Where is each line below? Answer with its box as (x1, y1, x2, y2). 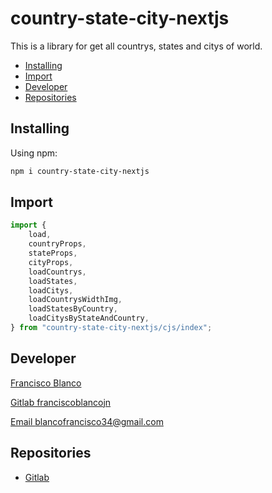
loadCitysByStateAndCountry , (28, 313, 150, 324)
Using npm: (10, 147, 58, 159)
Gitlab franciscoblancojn (10, 396, 112, 408)
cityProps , (28, 257, 74, 267)
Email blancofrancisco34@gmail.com (10, 415, 164, 427)
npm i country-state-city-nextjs (10, 166, 150, 176)
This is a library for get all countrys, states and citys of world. (10, 40, 263, 52)
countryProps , (28, 239, 87, 249)
